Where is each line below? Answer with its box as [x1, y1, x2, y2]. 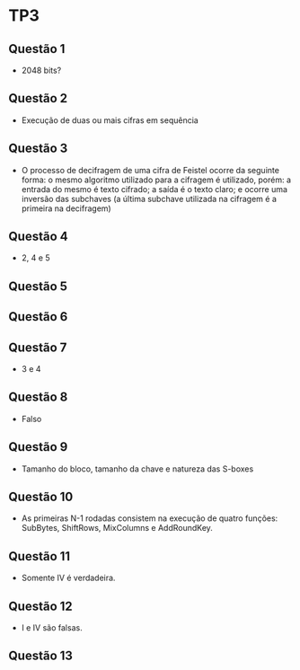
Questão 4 [8, 229, 68, 244]
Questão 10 [8, 489, 74, 505]
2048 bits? [21, 65, 62, 75]
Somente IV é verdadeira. [21, 572, 116, 584]
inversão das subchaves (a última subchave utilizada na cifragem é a [21, 193, 278, 204]
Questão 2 [8, 91, 68, 106]
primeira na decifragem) [21, 203, 111, 214]
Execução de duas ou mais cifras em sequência [21, 114, 199, 126]
